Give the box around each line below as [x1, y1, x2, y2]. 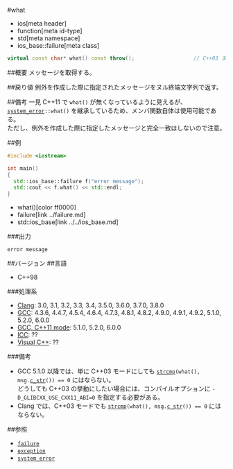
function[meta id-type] [17, 27, 83, 35]
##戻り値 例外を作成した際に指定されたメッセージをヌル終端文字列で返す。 [7, 83, 223, 91]
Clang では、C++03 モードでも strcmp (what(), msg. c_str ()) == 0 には [17, 402, 222, 410]
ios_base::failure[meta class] [17, 42, 100, 49]
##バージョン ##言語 [7, 259, 67, 268]
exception [17, 447, 46, 455]
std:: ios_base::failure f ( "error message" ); [13, 178, 144, 185]
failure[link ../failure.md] [17, 211, 86, 219]
